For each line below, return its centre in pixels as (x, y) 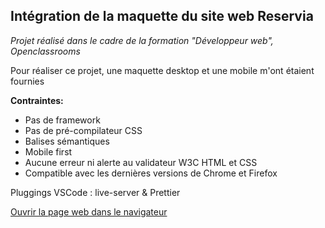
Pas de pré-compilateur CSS (83, 130)
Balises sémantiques (67, 141)
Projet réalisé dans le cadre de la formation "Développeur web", (142, 40)
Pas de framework (62, 120)
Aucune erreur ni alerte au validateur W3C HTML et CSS (141, 162)
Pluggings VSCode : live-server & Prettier (95, 192)
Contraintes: (37, 100)
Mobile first (48, 151)
